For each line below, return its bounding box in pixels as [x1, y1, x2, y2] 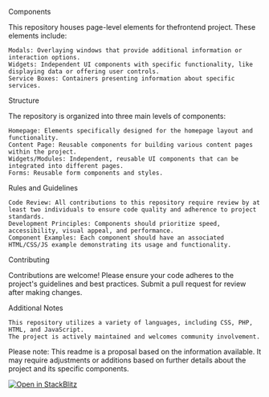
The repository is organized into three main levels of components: [8, 112, 226, 121]
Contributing [8, 255, 50, 264]
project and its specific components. [8, 364, 130, 373]
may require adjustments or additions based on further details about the [8, 355, 247, 365]
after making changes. [8, 288, 83, 297]
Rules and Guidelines [8, 183, 79, 192]
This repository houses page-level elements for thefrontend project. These [8, 23, 256, 31]
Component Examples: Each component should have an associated [8, 234, 225, 242]
